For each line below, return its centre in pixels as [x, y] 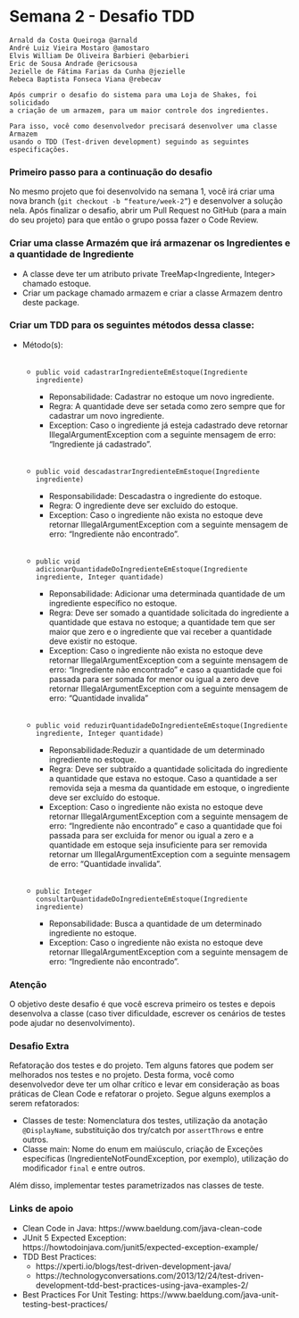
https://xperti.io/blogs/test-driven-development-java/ [133, 1266]
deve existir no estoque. [93, 641]
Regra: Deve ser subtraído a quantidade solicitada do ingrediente [168, 769]
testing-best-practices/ [65, 1304]
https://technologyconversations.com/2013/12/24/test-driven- [150, 1275]
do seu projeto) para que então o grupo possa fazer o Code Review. [134, 220]
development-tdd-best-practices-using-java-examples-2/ [142, 1285]
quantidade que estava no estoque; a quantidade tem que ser [162, 621]
